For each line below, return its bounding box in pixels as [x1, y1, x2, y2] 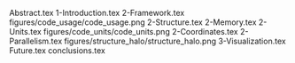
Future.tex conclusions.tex [9, 45, 106, 56]
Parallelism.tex [9, 35, 63, 46]
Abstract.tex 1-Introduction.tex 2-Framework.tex [9, 8, 185, 18]
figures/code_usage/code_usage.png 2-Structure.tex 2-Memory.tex [9, 17, 257, 28]
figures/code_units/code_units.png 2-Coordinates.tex [43, 27, 238, 36]
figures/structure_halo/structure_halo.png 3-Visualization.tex [64, 35, 286, 46]
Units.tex [9, 27, 42, 36]
